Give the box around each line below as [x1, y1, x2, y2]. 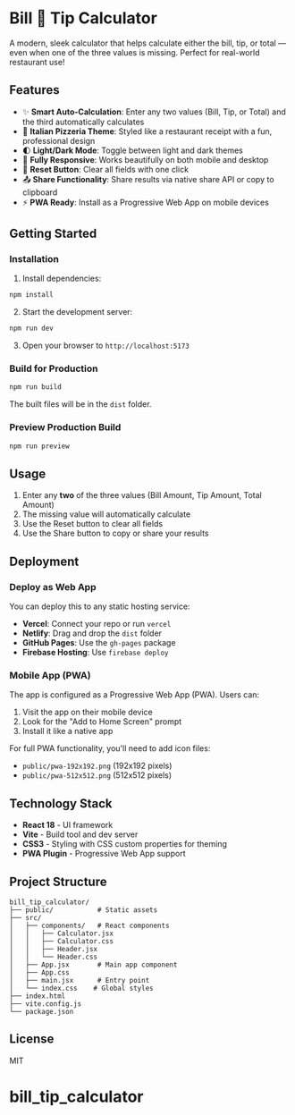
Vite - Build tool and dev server [21, 829, 139, 840]
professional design [21, 135, 96, 146]
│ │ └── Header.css [9, 952, 98, 961]
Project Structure [9, 874, 107, 889]
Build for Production [9, 362, 98, 375]
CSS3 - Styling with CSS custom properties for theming [21, 839, 228, 849]
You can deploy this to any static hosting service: [9, 601, 190, 612]
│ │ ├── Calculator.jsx [9, 929, 114, 938]
